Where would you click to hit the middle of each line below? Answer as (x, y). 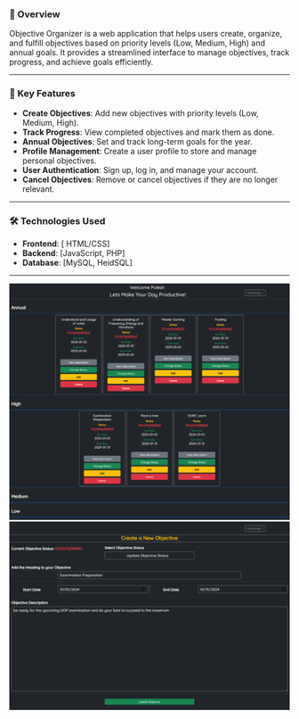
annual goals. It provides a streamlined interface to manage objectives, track (149, 53)
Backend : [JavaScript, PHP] (73, 252)
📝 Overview (35, 14)
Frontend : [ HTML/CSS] (66, 244)
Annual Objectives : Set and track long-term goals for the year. (137, 141)
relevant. (38, 189)
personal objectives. (59, 161)
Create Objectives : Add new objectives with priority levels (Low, (141, 113)
